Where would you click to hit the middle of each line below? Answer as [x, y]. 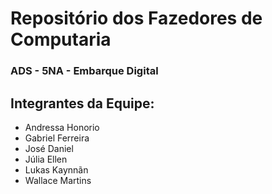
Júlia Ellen [46, 159]
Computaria [61, 39]
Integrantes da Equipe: [82, 103]
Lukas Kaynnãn [56, 169]
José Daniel [49, 148]
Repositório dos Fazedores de [136, 18]
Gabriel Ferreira [57, 138]
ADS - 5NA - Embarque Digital [84, 71]
